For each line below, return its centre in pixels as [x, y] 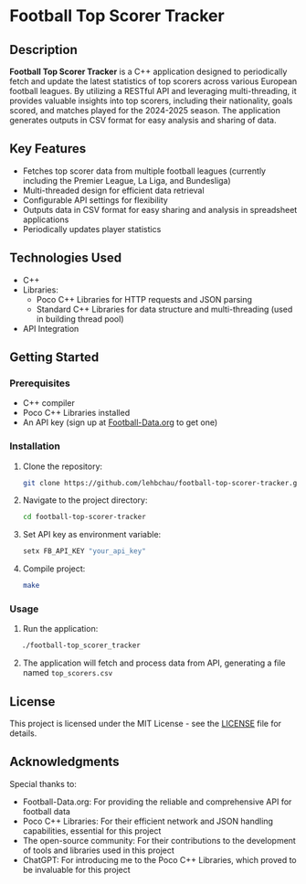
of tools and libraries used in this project [99, 850]
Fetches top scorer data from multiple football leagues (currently [144, 171]
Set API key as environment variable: [92, 535]
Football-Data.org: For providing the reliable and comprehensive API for [157, 802]
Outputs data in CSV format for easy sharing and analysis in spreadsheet [160, 209]
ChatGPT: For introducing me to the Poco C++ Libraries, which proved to [159, 859]
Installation [35, 446]
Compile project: [54, 569]
